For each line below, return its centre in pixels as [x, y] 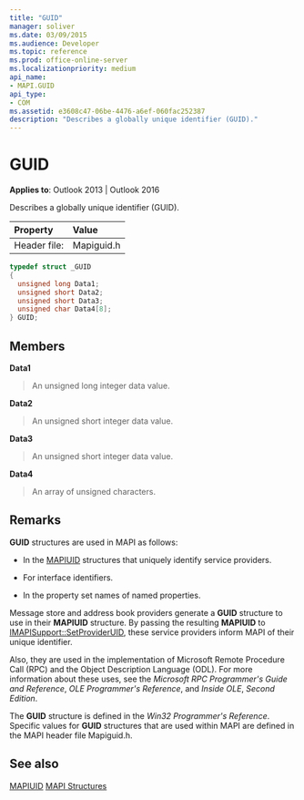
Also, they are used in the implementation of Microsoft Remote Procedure [147, 659]
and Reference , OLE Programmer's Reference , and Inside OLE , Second [142, 688]
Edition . [24, 698]
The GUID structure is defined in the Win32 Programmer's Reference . [140, 715]
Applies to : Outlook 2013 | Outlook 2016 [85, 190]
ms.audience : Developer [55, 43]
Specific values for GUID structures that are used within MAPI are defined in [152, 725]
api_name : [28, 77]
